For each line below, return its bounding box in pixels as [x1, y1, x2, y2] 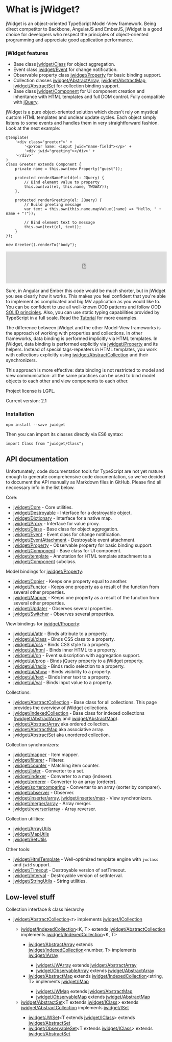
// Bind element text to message [24, 220, 95, 225]
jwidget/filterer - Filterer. [13, 757, 65, 763]
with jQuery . [13, 99, 39, 105]
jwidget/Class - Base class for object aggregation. [13, 526, 119, 532]
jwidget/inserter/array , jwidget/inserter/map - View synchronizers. [13, 795, 153, 801]
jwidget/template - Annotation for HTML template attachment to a [13, 553, 151, 560]
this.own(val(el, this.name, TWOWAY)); [24, 184, 109, 189]
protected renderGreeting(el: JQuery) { [15, 198, 102, 203]
